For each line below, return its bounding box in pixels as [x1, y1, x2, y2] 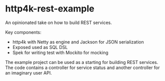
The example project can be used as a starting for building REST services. [5, 59, 158, 65]
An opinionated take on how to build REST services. [5, 19, 112, 25]
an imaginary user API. [5, 69, 52, 75]
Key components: [5, 29, 42, 35]
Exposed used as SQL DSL [12, 44, 68, 50]
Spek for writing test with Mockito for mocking [12, 49, 109, 55]
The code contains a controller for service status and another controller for [5, 64, 160, 70]
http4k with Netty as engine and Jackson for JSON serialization [12, 38, 144, 45]
